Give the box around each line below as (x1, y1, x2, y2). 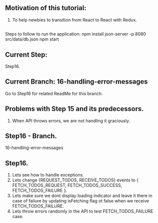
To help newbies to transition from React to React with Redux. (12, 17, 137, 22)
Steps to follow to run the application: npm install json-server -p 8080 (5, 31, 146, 37)
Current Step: (5, 50, 48, 59)
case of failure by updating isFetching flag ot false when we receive (12, 198, 150, 204)
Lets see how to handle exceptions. (12, 172, 84, 178)
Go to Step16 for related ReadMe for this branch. (5, 90, 103, 96)
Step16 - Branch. (5, 132, 57, 140)
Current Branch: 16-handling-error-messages (5, 78, 148, 86)
